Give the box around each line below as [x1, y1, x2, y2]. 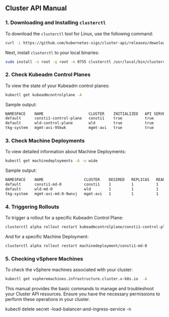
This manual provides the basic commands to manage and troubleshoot [5, 286, 154, 291]
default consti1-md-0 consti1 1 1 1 [5, 182, 158, 187]
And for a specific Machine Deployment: [5, 233, 89, 239]
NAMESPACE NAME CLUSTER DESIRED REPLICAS [5, 177, 150, 182]
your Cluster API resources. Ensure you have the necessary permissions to [5, 291, 160, 297]
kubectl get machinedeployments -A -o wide [5, 158, 98, 163]
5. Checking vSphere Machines [5, 255, 83, 262]
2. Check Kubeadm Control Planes [5, 71, 91, 78]
